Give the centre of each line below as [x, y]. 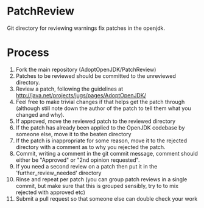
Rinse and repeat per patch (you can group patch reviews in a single [101, 179]
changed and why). [40, 114]
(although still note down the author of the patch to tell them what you [103, 108]
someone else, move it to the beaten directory [73, 134]
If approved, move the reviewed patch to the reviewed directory [96, 121]
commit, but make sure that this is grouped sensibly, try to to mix [97, 185]
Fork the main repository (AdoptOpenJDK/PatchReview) [86, 69]
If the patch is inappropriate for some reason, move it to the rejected [101, 140]
